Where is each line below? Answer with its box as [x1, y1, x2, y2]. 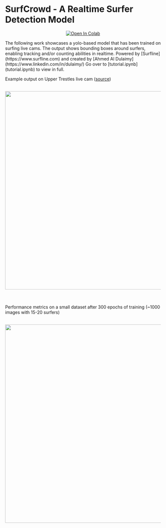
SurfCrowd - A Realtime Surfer [5, 3, 133, 15]
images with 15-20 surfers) [5, 309, 60, 315]
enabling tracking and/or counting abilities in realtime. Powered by [5, 51, 140, 57]
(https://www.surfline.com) [5, 56, 60, 61]
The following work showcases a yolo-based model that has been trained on [5, 40, 161, 46]
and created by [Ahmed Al [61, 56, 115, 61]
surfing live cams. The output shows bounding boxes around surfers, [5, 45, 146, 51]
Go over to [85, 61, 107, 67]
